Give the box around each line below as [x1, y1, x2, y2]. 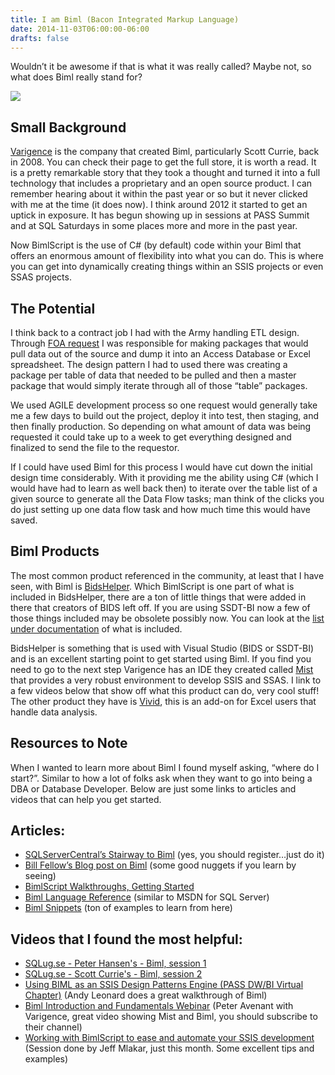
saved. [10, 514, 38, 526]
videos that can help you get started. [10, 793, 162, 805]
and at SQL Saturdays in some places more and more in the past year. [10, 220, 298, 232]
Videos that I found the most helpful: [10, 931, 243, 948]
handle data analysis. [10, 706, 98, 718]
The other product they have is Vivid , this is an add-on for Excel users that [10, 695, 317, 707]
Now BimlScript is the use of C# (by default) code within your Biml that [10, 239, 302, 251]
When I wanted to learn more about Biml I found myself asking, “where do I [10, 761, 320, 773]
